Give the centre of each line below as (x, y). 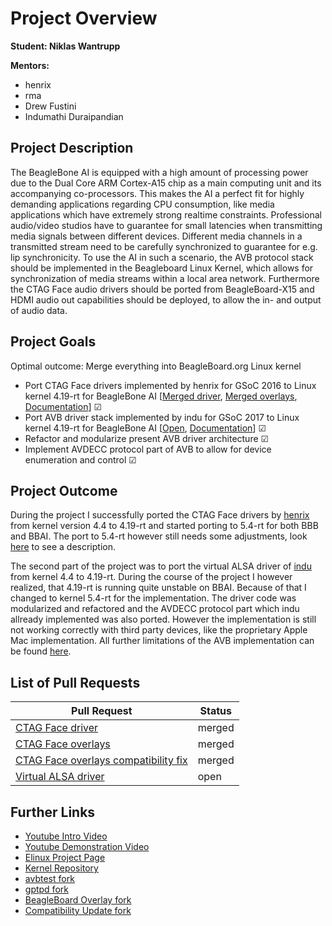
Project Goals (53, 342)
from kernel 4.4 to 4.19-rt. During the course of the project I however (151, 577)
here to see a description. (63, 547)
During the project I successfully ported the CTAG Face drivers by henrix (160, 515)
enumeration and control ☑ (80, 459)
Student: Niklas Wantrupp (65, 46)
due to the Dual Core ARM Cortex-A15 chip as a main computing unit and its (166, 183)
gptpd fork (46, 889)
